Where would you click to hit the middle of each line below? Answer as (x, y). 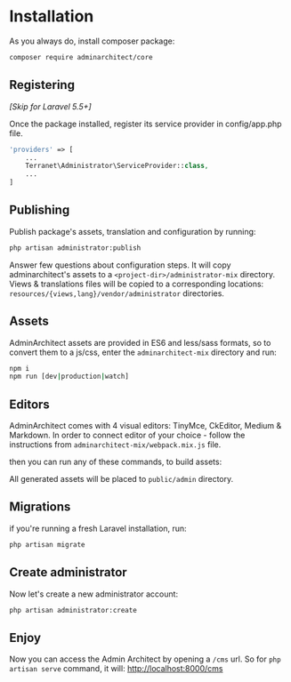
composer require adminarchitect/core (81, 57)
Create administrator (68, 572)
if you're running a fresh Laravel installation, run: (98, 528)
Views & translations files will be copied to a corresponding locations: (137, 284)
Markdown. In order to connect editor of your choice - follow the (127, 435)
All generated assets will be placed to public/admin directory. (121, 479)
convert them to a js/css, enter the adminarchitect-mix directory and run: (143, 352)
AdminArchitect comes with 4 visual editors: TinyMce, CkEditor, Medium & (145, 426)
